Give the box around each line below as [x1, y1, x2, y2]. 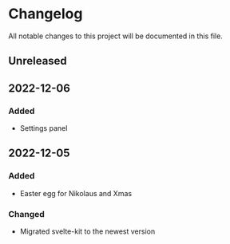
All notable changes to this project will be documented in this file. [8, 31, 224, 41]
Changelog [8, 5, 83, 23]
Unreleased [8, 54, 68, 68]
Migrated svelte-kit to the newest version [19, 226, 156, 236]
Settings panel [19, 124, 68, 133]
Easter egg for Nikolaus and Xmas [19, 188, 133, 198]
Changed [8, 208, 46, 219]
